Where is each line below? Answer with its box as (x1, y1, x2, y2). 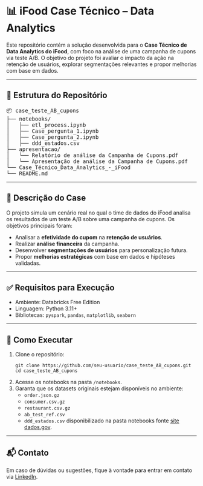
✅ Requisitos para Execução (6, 282, 115, 293)
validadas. (14, 259, 41, 267)
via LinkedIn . (6, 473, 38, 480)
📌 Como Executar (6, 335, 73, 345)
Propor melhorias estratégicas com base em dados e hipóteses (14, 253, 175, 260)
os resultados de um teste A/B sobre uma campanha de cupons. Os (6, 215, 175, 222)
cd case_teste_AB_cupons (14, 368, 78, 374)
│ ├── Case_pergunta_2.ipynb (6, 133, 99, 141)
